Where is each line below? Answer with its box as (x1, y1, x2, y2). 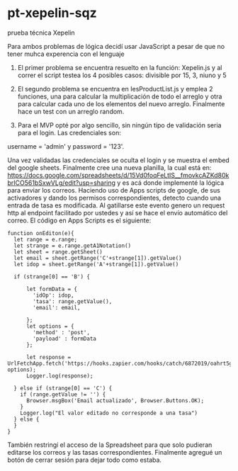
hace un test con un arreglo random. (17, 107, 125, 115)
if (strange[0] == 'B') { (13, 273, 91, 280)
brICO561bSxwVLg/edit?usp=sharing (7, 178, 115, 187)
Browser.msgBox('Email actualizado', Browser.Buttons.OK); (25, 397, 204, 404)
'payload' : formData (33, 335, 97, 342)
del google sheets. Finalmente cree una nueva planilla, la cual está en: (7, 163, 212, 171)
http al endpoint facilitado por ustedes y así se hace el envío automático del (7, 208, 228, 217)
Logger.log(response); (25, 372, 93, 380)
